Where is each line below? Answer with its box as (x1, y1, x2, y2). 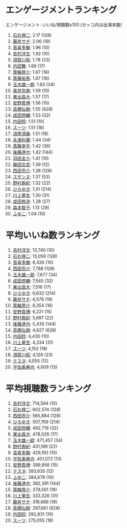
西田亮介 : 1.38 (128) (12, 167, 52, 173)
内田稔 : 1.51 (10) (12, 118, 45, 124)
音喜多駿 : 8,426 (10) (12, 259, 53, 265)
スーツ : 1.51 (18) (12, 124, 45, 131)
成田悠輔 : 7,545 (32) (12, 278, 53, 284)
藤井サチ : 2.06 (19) (12, 38, 51, 44)
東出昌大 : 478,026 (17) (12, 431, 58, 437)
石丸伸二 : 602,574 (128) (12, 406, 61, 412)
